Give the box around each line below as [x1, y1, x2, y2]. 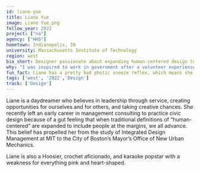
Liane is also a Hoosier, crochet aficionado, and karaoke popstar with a [6, 153, 180, 160]
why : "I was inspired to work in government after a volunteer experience [6, 64, 196, 70]
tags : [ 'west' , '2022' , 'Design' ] [6, 75, 89, 81]
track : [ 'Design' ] [6, 81, 52, 87]
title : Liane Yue [6, 14, 49, 20]
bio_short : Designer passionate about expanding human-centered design [6, 58, 187, 64]
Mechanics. [6, 141, 35, 148]
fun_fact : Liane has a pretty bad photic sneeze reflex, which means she [6, 70, 193, 76]
